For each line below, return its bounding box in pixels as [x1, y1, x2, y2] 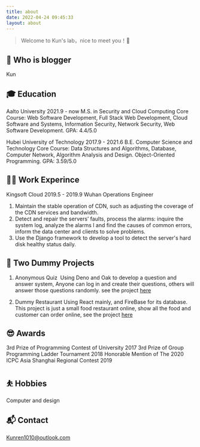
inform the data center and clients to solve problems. [14, 228, 146, 235]
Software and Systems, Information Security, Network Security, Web [6, 120, 175, 128]
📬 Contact [6, 415, 49, 425]
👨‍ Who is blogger [6, 55, 72, 65]
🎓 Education [6, 89, 57, 99]
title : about [6, 8, 39, 15]
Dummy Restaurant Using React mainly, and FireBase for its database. [14, 298, 187, 306]
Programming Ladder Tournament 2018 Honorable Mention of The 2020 [6, 351, 184, 358]
